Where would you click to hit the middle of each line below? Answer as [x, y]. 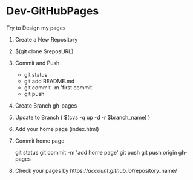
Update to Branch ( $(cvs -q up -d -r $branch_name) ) [83, 117]
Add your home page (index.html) [57, 129]
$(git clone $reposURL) [44, 51]
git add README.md [49, 81]
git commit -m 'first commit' [59, 87]
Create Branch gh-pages [46, 105]
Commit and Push [37, 63]
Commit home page [40, 141]
